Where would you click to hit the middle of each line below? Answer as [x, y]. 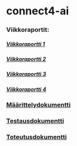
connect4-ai [38, 11]
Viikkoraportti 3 [26, 74]
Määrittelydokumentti [38, 105]
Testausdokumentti [35, 121]
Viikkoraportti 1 [26, 44]
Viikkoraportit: [28, 30]
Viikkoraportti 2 [26, 59]
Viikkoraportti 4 [26, 89]
